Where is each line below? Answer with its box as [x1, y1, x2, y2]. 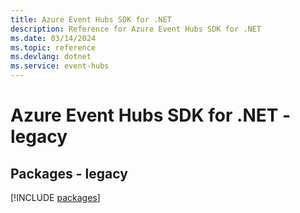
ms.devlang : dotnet [10, 52, 92, 62]
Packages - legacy [10, 165, 128, 182]
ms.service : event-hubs [10, 61, 110, 71]
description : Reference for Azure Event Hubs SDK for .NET [10, 24, 262, 34]
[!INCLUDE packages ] [10, 192, 101, 203]
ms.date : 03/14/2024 [10, 33, 97, 43]
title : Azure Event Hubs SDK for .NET [10, 14, 172, 25]
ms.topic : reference [10, 42, 97, 53]
